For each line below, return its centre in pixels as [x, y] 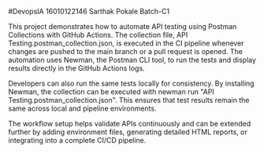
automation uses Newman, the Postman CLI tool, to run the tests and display [132, 60]
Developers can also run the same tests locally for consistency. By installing [131, 83]
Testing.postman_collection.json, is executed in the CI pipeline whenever [126, 43]
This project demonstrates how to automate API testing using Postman [123, 26]
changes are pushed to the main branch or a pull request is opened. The [125, 51]
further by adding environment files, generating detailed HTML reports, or [128, 132]
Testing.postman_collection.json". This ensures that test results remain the [129, 100]
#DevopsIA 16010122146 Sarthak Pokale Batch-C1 [89, 11]
